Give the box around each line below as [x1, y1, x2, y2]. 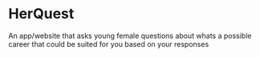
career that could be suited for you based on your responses [8, 39, 209, 48]
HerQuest [8, 5, 75, 23]
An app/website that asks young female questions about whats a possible [8, 31, 252, 40]
